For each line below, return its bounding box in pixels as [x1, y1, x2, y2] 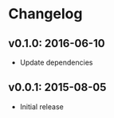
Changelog [8, 5, 83, 23]
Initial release [19, 101, 64, 112]
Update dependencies [19, 57, 93, 67]
